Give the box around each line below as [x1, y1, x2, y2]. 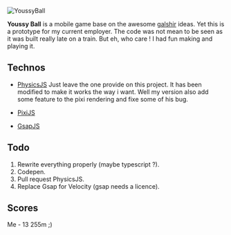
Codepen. [17, 167, 46, 176]
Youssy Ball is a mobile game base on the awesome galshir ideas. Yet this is [7, 20, 225, 28]
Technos [7, 62, 46, 74]
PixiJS [17, 108, 36, 117]
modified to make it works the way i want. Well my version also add [17, 87, 209, 96]
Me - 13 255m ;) [7, 220, 53, 229]
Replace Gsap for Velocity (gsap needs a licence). [17, 182, 160, 190]
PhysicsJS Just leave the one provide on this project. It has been [17, 80, 202, 88]
